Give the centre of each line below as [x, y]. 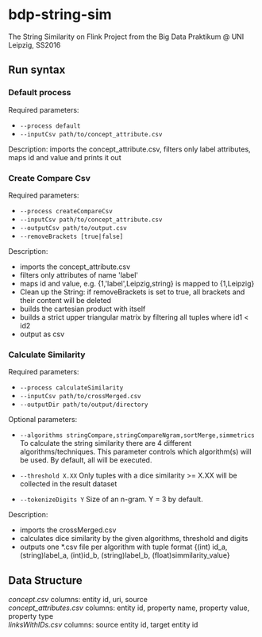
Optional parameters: [43, 420]
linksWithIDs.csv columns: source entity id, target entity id [103, 625]
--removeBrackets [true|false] [71, 236]
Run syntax [37, 70]
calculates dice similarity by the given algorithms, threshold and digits [134, 539]
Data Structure [46, 580]
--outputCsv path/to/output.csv [73, 228]
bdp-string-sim [60, 15]
